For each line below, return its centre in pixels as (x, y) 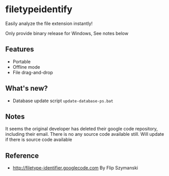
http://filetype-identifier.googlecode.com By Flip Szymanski (75, 168)
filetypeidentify (39, 9)
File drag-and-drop (33, 72)
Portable (22, 62)
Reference (22, 155)
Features (20, 49)
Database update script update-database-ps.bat (63, 101)
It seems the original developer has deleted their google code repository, (81, 129)
